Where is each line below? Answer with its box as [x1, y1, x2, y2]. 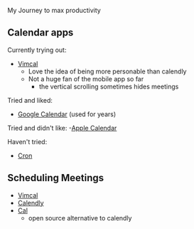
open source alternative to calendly [28, 213, 132, 222]
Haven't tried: [7, 137, 48, 146]
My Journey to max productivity [7, 6, 101, 14]
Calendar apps [7, 26, 74, 39]
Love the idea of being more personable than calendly [28, 67, 187, 76]
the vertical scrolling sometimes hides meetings [38, 82, 179, 91]
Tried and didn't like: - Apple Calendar [7, 123, 117, 132]
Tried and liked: [7, 96, 53, 104]
